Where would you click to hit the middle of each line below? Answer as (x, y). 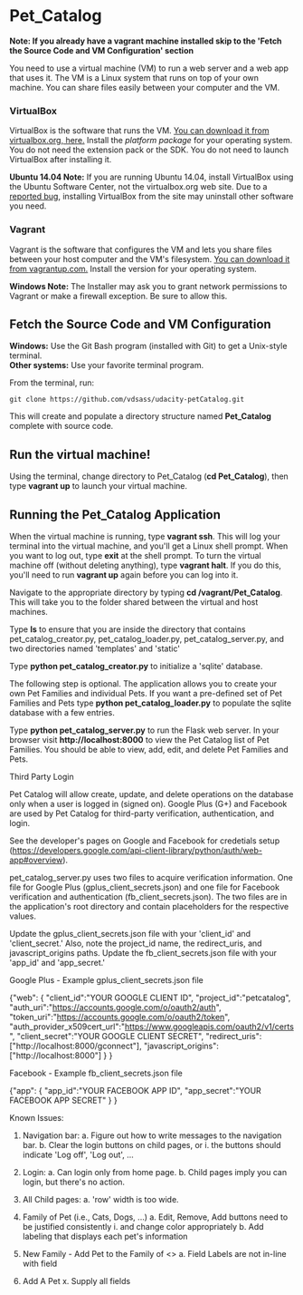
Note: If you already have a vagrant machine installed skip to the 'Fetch (146, 41)
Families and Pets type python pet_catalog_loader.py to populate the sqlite (151, 703)
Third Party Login (42, 776)
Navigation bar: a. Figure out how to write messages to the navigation (152, 1135)
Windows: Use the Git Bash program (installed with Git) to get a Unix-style (148, 346)
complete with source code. (62, 426)
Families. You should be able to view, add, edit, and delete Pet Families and (149, 749)
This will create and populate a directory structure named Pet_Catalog (140, 416)
